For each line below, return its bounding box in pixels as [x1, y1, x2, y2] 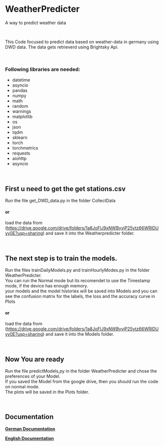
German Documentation [5, 426, 55, 432]
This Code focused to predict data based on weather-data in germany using [5, 38, 159, 45]
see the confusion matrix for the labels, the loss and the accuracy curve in [5, 293, 156, 299]
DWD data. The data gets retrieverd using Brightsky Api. [5, 44, 119, 50]
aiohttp [12, 156, 27, 161]
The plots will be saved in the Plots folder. [5, 389, 89, 395]
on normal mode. [5, 384, 40, 390]
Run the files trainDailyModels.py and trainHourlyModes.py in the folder [5, 267, 150, 273]
